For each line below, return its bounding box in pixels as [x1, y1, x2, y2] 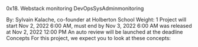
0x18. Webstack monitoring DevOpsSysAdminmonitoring [6, 5, 144, 12]
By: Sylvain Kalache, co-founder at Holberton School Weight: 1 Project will [6, 16, 187, 23]
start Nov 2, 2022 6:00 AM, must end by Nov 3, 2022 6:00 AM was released [6, 23, 192, 29]
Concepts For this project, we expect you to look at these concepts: [6, 35, 171, 41]
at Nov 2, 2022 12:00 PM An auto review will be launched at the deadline [6, 28, 183, 35]
